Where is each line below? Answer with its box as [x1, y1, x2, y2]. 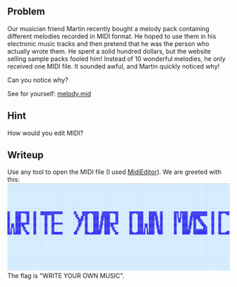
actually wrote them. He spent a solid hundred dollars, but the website [7, 47, 212, 55]
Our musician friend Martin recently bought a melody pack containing [7, 24, 209, 33]
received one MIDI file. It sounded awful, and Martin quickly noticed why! [7, 61, 220, 70]
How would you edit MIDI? [7, 129, 83, 137]
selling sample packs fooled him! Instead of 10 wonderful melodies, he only [7, 54, 226, 63]
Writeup [7, 149, 44, 161]
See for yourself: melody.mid [7, 89, 92, 98]
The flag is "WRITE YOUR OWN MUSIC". [7, 271, 125, 280]
